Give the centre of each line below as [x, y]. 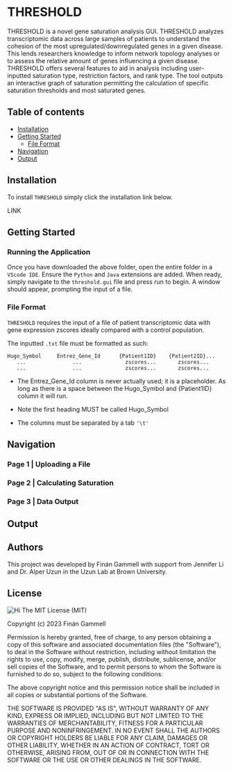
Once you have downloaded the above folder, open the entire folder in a [110, 267]
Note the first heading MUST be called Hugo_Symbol [93, 409]
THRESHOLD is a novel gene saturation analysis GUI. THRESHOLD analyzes [115, 31]
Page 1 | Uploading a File [49, 464]
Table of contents [46, 112]
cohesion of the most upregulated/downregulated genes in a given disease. [115, 46]
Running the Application [49, 252]
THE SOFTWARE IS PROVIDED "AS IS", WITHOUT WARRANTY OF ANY [108, 708]
